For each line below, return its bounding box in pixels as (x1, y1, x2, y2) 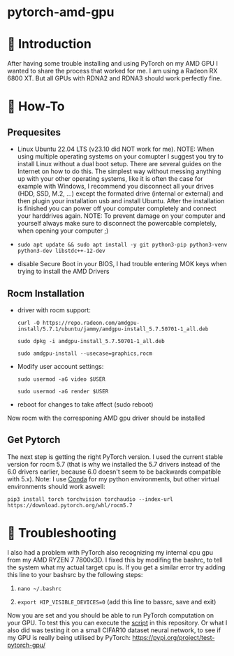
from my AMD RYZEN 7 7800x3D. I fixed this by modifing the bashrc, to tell (7, 555, 223, 564)
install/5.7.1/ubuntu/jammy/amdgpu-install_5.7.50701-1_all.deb (17, 326, 209, 333)
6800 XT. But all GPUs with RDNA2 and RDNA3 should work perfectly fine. (7, 74, 222, 82)
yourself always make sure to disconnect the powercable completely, (17, 219, 217, 228)
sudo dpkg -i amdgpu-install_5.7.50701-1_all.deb (17, 337, 166, 344)
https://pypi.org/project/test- (132, 633, 215, 641)
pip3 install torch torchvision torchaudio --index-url (7, 495, 173, 503)
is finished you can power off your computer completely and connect (17, 204, 217, 213)
